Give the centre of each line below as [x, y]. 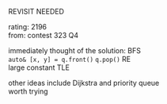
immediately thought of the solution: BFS [74, 50]
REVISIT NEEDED [36, 12]
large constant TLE [39, 67]
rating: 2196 [28, 27]
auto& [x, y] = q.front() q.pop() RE [70, 59]
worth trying [28, 91]
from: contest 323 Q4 [44, 35]
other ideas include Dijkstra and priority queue [84, 83]
